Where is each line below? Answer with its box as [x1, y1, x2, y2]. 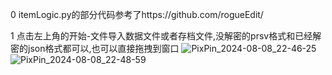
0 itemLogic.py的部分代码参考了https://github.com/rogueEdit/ [10, 9, 264, 20]
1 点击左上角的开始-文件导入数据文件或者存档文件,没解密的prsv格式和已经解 [10, 30, 322, 42]
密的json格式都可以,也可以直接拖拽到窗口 [10, 43, 180, 54]
